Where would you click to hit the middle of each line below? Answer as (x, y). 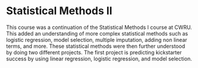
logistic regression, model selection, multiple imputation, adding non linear (97, 40)
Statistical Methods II (59, 11)
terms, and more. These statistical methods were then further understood (95, 46)
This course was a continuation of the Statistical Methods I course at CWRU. (99, 27)
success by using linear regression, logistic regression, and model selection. (99, 59)
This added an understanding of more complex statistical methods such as (97, 33)
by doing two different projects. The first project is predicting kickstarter (94, 52)
